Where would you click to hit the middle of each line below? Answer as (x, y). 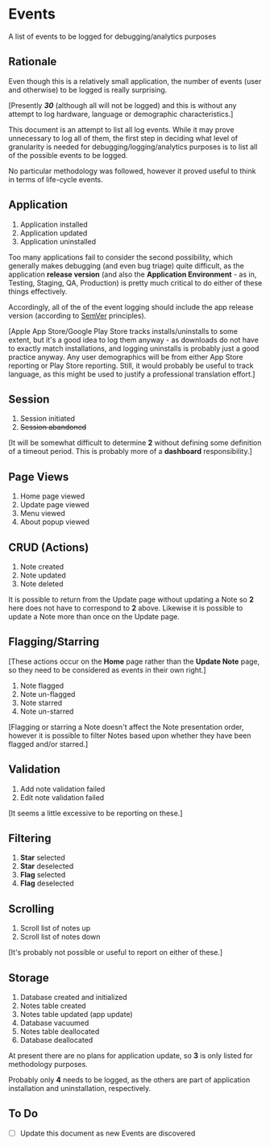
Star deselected (47, 866)
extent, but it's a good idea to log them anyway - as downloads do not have (134, 340)
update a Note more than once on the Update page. (94, 617)
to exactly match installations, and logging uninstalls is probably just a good (134, 348)
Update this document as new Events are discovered (108, 1133)
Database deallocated (56, 1040)
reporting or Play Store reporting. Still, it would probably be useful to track (131, 365)
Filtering (30, 838)
